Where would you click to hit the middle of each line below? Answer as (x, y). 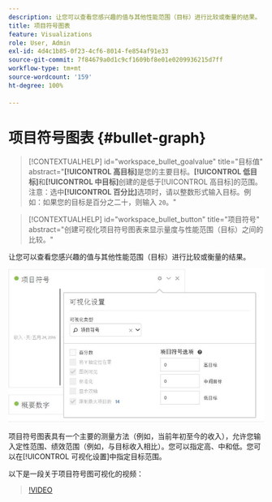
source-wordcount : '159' (50, 77)
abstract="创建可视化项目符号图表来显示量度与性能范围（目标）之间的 (146, 230)
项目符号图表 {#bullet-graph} (107, 137)
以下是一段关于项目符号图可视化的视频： (76, 474)
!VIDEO (40, 490)
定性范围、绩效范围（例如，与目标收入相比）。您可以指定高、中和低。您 (134, 446)
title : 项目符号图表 (39, 26)
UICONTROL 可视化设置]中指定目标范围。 (97, 456)
